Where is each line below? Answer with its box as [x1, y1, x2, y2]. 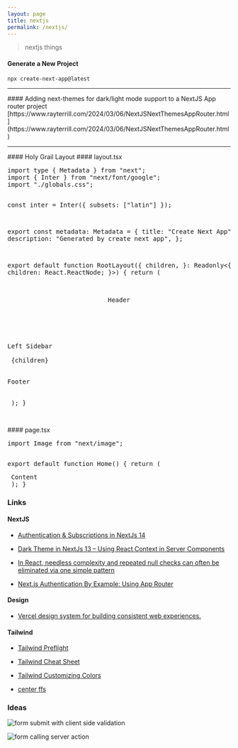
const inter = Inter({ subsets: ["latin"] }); [7, 200, 172, 209]
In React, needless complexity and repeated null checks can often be [17, 558, 220, 567]
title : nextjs [7, 17, 50, 24]
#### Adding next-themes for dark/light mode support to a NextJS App [7, 94, 216, 103]
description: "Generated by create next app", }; [7, 234, 183, 242]
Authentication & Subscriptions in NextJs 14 [17, 531, 146, 539]
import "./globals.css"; [7, 180, 93, 188]
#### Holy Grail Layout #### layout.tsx [7, 152, 123, 161]
